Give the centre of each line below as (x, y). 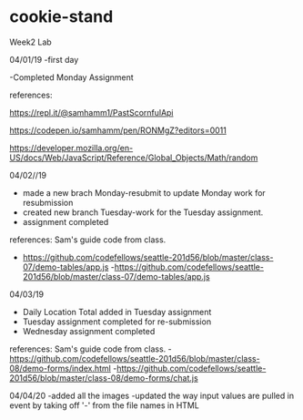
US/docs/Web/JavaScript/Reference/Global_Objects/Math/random (134, 158)
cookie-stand (61, 17)
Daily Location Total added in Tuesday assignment (117, 312)
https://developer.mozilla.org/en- (71, 148)
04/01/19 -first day (44, 59)
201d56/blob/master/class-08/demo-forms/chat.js (104, 378)
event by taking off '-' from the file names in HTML (105, 405)
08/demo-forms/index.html (60, 368)
